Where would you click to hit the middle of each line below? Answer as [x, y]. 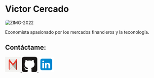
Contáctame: [26, 48]
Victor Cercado [37, 9]
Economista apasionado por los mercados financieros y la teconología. [77, 32]
